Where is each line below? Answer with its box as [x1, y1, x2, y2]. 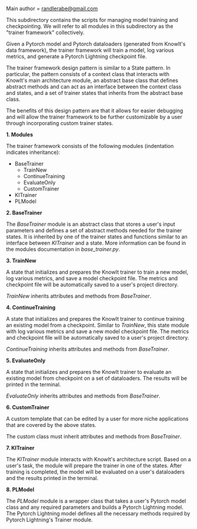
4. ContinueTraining [6, 304, 56, 311]
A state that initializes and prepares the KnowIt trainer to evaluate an [6, 369, 172, 375]
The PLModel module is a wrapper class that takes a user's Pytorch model [6, 498, 186, 504]
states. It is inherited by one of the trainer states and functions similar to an [6, 233, 188, 240]
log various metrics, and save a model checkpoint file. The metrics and [6, 275, 178, 282]
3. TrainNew [6, 257, 36, 264]
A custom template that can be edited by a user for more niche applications [6, 415, 189, 422]
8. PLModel [6, 486, 34, 493]
